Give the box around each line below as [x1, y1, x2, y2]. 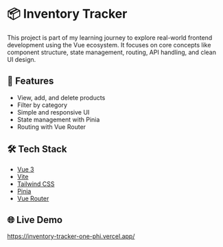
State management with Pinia [16, 115, 100, 123]
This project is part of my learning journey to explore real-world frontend [7, 33, 213, 42]
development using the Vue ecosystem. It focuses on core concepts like [7, 40, 211, 49]
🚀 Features [7, 75, 54, 87]
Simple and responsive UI [16, 108, 90, 116]
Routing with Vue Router [16, 122, 86, 131]
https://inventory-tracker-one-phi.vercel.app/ [7, 232, 135, 241]
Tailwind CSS [16, 180, 55, 188]
